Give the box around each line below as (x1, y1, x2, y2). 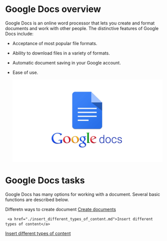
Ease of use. (12, 69, 38, 75)
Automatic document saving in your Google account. (12, 59, 121, 65)
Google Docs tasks (5, 175, 85, 186)
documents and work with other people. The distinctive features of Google (5, 25, 159, 31)
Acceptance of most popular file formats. (12, 40, 97, 46)
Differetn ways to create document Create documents (5, 206, 116, 212)
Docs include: (5, 30, 33, 36)
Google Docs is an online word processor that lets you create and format (5, 20, 155, 26)
